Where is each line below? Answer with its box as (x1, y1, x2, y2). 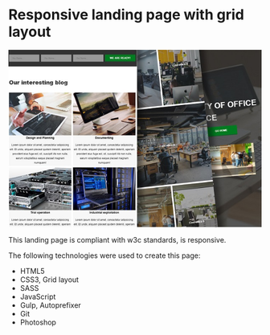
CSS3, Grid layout (19, 275, 79, 284)
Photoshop (19, 317, 56, 327)
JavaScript (19, 292, 56, 301)
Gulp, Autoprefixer (19, 300, 82, 310)
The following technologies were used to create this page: (8, 251, 201, 260)
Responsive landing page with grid (8, 6, 245, 24)
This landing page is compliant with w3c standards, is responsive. (8, 235, 227, 244)
